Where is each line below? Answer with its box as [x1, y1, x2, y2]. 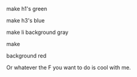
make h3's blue [6, 17, 45, 24]
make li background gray [6, 28, 69, 36]
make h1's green [6, 5, 47, 12]
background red [6, 52, 47, 59]
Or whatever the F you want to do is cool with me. [6, 64, 131, 71]
